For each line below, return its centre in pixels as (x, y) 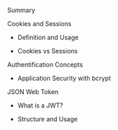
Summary (21, 10)
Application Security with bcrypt (64, 78)
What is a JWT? (40, 105)
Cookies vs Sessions (47, 51)
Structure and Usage (47, 119)
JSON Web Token (33, 92)
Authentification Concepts (45, 65)
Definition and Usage (48, 37)
